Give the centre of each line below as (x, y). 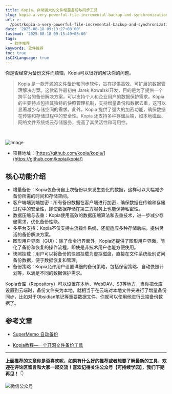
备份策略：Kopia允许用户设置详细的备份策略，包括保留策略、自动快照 (86, 267)
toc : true (16, 53)
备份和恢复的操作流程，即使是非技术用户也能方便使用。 (80, 247)
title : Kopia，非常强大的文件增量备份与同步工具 (52, 10)
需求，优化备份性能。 (40, 222)
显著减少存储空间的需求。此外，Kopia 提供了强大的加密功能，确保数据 (92, 110)
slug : (11, 15)
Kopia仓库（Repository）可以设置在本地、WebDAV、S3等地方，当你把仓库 (84, 284)
